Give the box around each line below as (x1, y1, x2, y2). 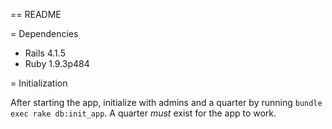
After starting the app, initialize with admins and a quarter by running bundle (10, 97, 323, 108)
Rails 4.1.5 (24, 47, 66, 59)
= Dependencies (10, 28, 79, 39)
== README (10, 9, 62, 20)
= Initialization (10, 77, 68, 89)
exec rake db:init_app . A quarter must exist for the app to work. (10, 107, 277, 119)
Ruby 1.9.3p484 (24, 58, 90, 69)
